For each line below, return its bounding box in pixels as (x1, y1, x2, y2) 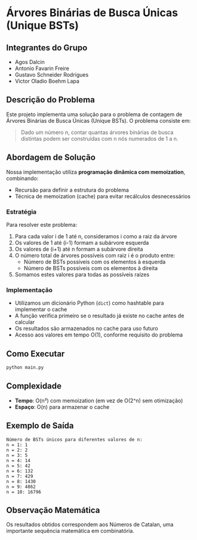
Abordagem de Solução (6, 153, 96, 163)
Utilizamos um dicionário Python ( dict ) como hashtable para (14, 299, 164, 307)
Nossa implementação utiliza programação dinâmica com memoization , (6, 168, 186, 175)
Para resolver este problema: (6, 221, 78, 228)
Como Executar (6, 348, 65, 359)
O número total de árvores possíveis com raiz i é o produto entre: (14, 251, 176, 259)
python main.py (6, 365, 44, 371)
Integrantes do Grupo (6, 43, 88, 53)
